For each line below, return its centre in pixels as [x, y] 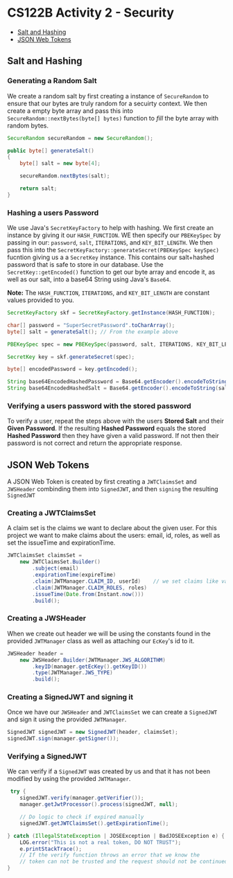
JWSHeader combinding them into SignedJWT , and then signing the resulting [113, 489]
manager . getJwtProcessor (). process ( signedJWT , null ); [99, 805]
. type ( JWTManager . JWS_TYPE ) [72, 673]
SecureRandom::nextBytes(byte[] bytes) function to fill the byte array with [113, 118]
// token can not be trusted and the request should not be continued [124, 862]
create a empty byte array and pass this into [70, 111]
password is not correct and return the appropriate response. [95, 443]
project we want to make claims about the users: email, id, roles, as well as [114, 536]
